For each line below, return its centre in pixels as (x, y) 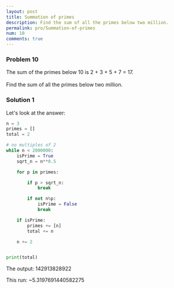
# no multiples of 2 (31, 145)
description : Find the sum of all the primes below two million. (87, 22)
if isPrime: (31, 220)
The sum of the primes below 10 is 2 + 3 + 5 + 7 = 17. (70, 72)
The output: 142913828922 (39, 269)
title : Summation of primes (40, 17)
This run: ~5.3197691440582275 (45, 280)
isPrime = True (35, 156)
